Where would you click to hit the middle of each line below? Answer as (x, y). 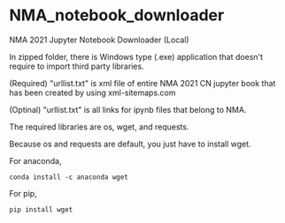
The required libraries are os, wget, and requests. (99, 126)
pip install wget (41, 209)
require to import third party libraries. (77, 66)
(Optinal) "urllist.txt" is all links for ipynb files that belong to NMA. (128, 109)
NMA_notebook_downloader (117, 15)
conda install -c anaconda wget (69, 177)
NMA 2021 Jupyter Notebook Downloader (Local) (99, 40)
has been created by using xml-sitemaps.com (92, 93)
